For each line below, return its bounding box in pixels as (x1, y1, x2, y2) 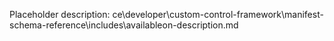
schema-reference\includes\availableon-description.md (9, 19, 239, 31)
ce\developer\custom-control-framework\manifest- (112, 9, 324, 20)
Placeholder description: (9, 9, 111, 20)
